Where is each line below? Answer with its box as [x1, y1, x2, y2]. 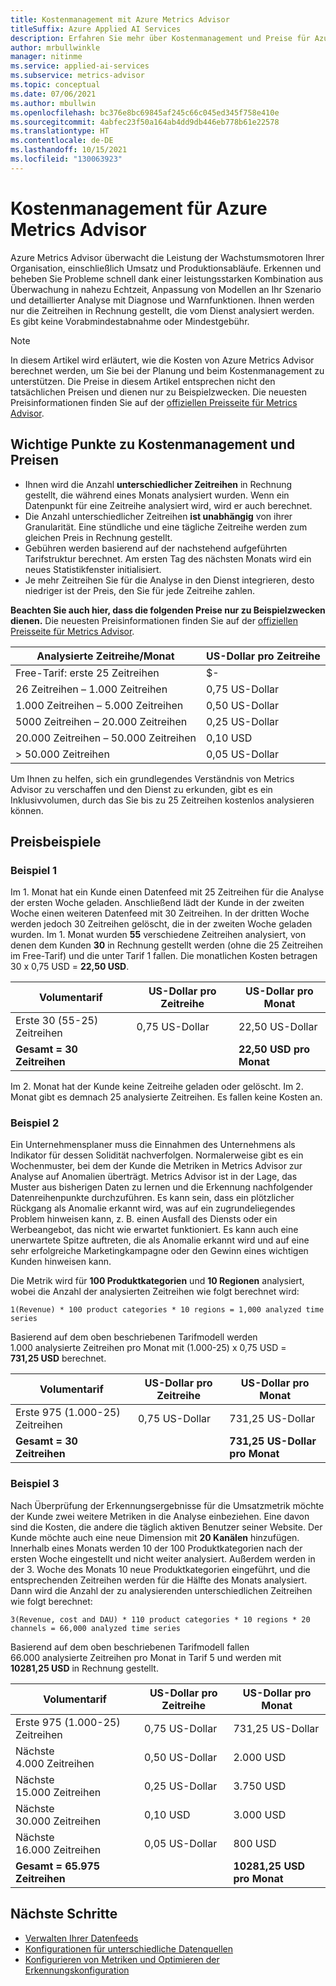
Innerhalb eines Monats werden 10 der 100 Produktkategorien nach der [10, 1542, 303, 1554]
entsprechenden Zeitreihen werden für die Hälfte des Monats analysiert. [10, 1574, 308, 1586]
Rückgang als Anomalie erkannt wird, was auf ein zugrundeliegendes [10, 1202, 296, 1215]
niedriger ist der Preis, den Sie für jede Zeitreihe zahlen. [24, 584, 256, 596]
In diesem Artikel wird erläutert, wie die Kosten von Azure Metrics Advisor [10, 354, 315, 366]
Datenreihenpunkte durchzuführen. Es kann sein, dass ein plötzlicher [10, 1192, 295, 1204]
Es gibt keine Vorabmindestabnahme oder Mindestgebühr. [10, 315, 250, 327]
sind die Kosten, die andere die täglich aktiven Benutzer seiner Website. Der [10, 1521, 323, 1533]
